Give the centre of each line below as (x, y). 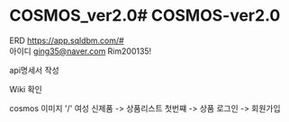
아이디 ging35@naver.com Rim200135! (81, 51)
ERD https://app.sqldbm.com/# (67, 40)
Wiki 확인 (26, 89)
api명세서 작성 (35, 70)
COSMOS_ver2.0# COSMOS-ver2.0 (145, 16)
